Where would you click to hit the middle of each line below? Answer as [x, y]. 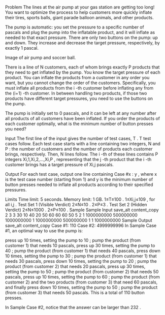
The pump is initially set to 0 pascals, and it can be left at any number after [81, 113]
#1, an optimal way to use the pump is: [44, 231]
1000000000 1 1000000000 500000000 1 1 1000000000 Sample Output [79, 220]
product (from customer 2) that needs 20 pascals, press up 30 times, [75, 266]
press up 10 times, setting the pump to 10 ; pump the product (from [73, 240]
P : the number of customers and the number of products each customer [79, 149]
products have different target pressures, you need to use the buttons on [79, 98]
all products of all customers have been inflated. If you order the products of [82, 118]
